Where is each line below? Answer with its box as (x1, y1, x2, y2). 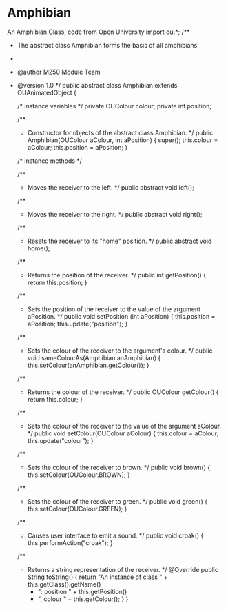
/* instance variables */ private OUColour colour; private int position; (17, 101, 212, 110)
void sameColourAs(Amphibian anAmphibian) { (27, 353, 161, 362)
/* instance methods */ (17, 157, 83, 165)
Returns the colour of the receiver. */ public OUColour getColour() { (27, 388, 219, 396)
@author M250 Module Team (17, 68, 101, 76)
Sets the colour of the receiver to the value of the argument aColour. (27, 422, 222, 430)
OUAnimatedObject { (17, 88, 77, 97)
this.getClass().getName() (27, 580, 101, 588)
